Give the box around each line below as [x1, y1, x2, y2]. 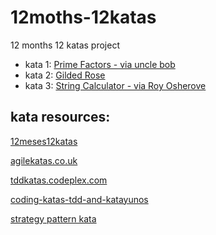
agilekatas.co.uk [10, 154, 78, 166]
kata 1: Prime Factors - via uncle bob [24, 58, 176, 70]
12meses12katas [10, 135, 78, 147]
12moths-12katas [10, 6, 157, 29]
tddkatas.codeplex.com [10, 174, 108, 186]
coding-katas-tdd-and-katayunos [10, 193, 149, 205]
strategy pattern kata [10, 212, 97, 225]
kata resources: [10, 109, 111, 126]
